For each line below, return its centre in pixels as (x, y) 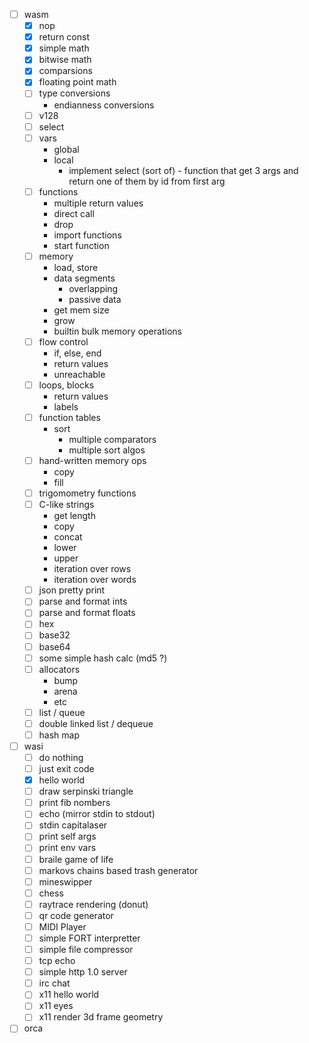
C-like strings (66, 505)
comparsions (65, 71)
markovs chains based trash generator (118, 870)
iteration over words (95, 580)
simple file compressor (86, 949)
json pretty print (72, 590)
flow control (63, 341)
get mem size (81, 310)
